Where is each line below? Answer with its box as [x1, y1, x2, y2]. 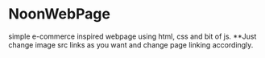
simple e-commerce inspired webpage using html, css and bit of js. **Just [8, 31, 257, 41]
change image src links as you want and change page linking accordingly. [8, 39, 254, 49]
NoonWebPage [8, 5, 111, 23]
